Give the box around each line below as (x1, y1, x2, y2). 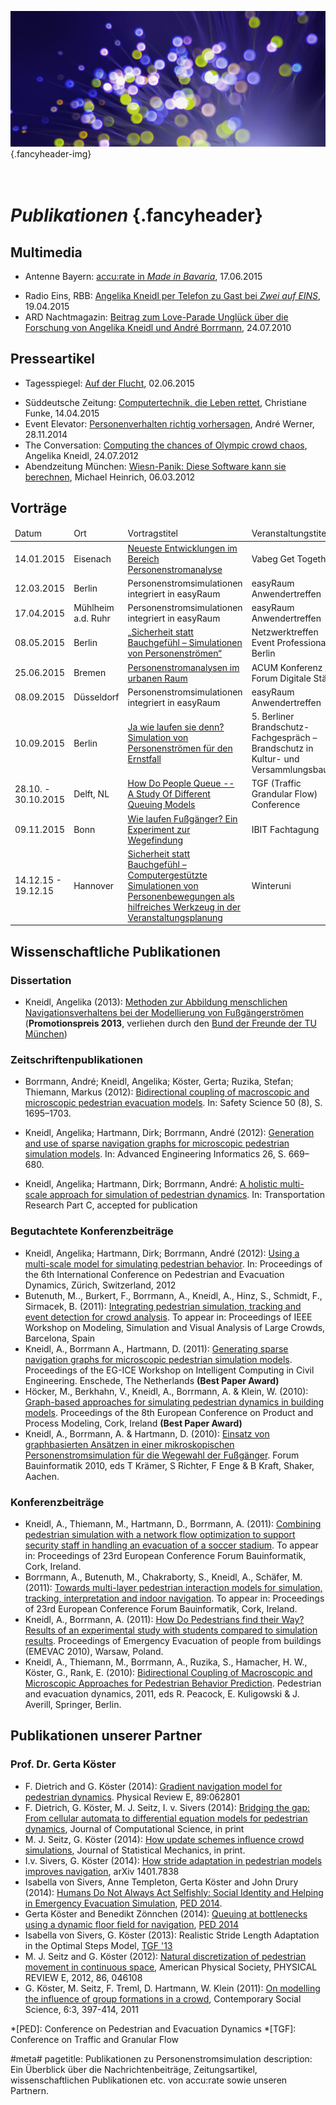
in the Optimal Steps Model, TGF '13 (24, 1939, 173, 1951)
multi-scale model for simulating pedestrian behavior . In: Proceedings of (24, 1257, 323, 1270)
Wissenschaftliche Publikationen (10, 943, 222, 960)
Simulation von (127, 732, 189, 744)
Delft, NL (73, 788, 110, 800)
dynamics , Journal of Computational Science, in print (24, 1822, 245, 1835)
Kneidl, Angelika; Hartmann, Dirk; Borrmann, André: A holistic (24, 1178, 278, 1190)
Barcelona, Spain (24, 1332, 96, 1344)
